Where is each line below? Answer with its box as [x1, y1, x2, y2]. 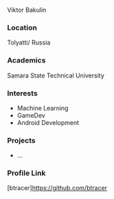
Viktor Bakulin [7, 6, 47, 14]
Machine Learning [16, 104, 69, 112]
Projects [7, 135, 36, 145]
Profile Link [7, 168, 46, 178]
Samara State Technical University [7, 71, 105, 80]
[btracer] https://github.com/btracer [7, 184, 108, 192]
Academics [7, 56, 46, 65]
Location [7, 23, 38, 32]
